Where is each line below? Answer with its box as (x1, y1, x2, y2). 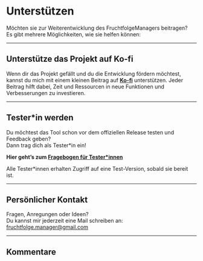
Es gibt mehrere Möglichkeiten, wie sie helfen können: (6, 30, 141, 38)
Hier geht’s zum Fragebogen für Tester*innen (6, 153, 123, 160)
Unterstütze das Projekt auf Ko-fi (6, 54, 134, 64)
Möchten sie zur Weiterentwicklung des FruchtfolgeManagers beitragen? (6, 24, 188, 31)
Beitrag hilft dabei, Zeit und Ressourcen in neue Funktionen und (6, 83, 165, 90)
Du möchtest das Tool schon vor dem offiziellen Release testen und (6, 128, 174, 136)
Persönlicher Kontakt (6, 194, 88, 205)
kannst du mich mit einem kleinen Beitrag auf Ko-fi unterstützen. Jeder (6, 76, 183, 84)
